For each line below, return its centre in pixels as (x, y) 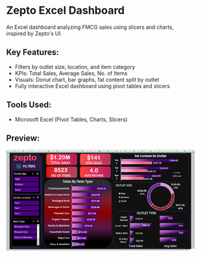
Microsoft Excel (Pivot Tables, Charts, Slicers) (71, 119)
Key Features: (33, 53)
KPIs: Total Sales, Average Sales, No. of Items (71, 73)
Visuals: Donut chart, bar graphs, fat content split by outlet (87, 79)
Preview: (23, 138)
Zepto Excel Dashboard (66, 11)
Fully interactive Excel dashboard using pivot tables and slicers (92, 86)
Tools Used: (29, 105)
